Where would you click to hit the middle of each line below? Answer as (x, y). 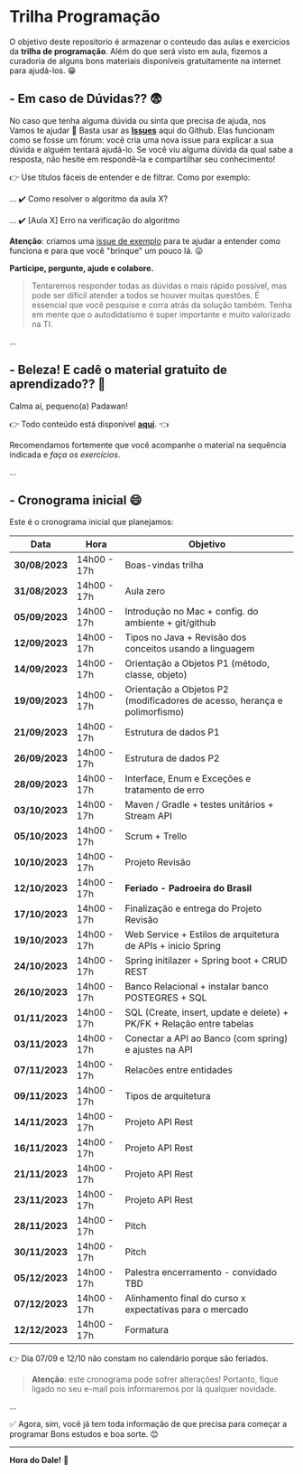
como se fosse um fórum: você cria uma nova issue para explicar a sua (142, 140)
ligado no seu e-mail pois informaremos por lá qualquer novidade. (154, 1389)
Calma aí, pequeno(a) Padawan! (69, 406)
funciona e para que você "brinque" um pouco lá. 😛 (106, 250)
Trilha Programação (85, 17)
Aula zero (145, 591)
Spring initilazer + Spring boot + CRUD (206, 961)
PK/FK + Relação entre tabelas (189, 1024)
